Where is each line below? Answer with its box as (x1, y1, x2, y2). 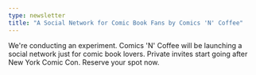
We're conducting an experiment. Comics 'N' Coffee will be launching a (8, 40, 242, 50)
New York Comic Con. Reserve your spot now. (8, 57, 160, 67)
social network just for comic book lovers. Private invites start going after (8, 49, 248, 58)
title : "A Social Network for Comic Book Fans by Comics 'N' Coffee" (8, 19, 244, 27)
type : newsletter (8, 11, 66, 20)
